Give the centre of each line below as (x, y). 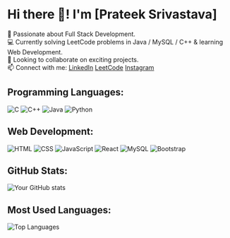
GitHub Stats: (38, 171)
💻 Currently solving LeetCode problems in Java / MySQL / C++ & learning (115, 42)
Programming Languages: (66, 92)
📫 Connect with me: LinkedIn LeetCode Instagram (81, 67)
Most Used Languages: (59, 210)
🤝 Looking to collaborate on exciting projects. (73, 59)
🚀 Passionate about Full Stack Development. (72, 34)
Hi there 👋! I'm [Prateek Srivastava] (112, 14)
